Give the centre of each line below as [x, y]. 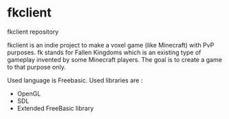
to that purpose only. [37, 67]
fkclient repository [33, 32]
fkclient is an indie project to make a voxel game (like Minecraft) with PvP [111, 45]
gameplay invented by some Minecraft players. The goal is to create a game [115, 59]
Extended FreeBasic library [55, 108]
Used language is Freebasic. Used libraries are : [75, 80]
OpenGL [29, 94]
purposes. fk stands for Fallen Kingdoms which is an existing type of [104, 52]
